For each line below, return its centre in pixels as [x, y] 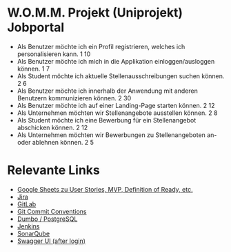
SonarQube [33, 233]
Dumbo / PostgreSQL [47, 219]
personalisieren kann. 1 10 [54, 54]
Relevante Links [53, 170]
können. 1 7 [33, 69]
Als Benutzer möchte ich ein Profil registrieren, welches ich [101, 46]
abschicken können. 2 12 [52, 127]
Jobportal [36, 27]
